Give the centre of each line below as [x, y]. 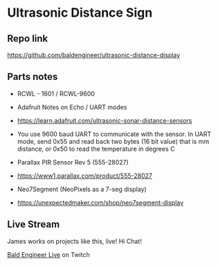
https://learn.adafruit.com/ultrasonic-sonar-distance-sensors [105, 120]
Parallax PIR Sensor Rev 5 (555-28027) [73, 162]
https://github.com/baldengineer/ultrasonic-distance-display [94, 55]
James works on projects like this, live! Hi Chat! [74, 241]
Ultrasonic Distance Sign [80, 13]
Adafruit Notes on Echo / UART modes [72, 107]
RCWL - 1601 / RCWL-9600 [56, 93]
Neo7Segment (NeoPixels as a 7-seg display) [82, 189]
